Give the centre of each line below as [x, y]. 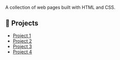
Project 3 [22, 46]
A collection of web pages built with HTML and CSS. [61, 7]
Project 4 [22, 52]
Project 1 [22, 36]
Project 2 [22, 41]
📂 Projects [22, 23]
